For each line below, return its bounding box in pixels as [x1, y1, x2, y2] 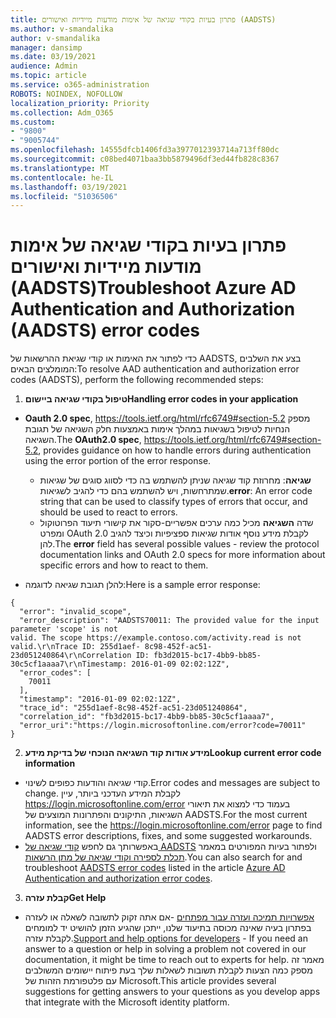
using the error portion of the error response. [24, 455, 212, 467]
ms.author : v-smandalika [10, 24, 114, 34]
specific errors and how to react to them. [39, 559, 209, 571]
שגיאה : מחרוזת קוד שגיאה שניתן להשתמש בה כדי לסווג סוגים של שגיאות [39, 474, 312, 486]
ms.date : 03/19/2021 [10, 52, 97, 62]
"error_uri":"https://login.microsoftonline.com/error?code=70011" [19, 721, 307, 731]
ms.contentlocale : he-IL [10, 172, 114, 183]
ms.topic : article [10, 71, 87, 81]
